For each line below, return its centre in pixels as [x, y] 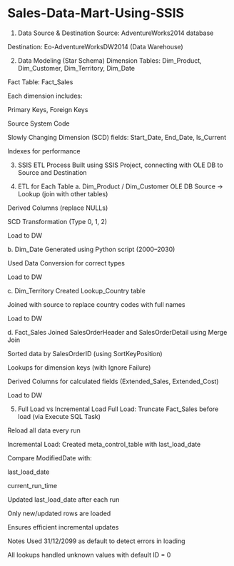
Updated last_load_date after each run [63, 499]
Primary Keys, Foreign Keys [48, 109]
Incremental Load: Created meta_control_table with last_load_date [104, 444]
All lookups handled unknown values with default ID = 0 [89, 555]
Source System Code [39, 123]
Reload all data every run [44, 430]
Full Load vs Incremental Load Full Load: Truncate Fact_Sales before [118, 409]
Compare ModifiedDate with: [50, 458]
